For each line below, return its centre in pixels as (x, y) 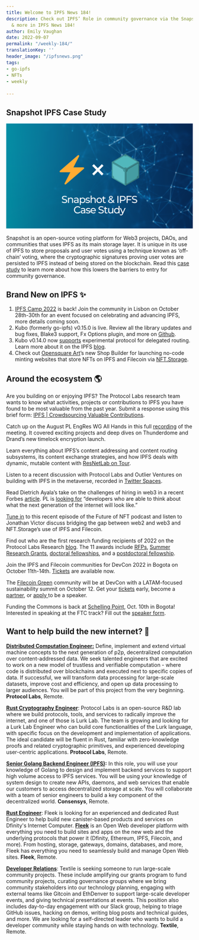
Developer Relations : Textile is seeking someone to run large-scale (88, 868)
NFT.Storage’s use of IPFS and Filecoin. (54, 529)
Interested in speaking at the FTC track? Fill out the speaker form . (86, 613)
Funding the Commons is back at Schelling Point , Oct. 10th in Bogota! (91, 607)
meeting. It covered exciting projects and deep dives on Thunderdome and (97, 433)
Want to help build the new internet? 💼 (78, 632)
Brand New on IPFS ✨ (46, 295)
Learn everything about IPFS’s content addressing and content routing (92, 450)
